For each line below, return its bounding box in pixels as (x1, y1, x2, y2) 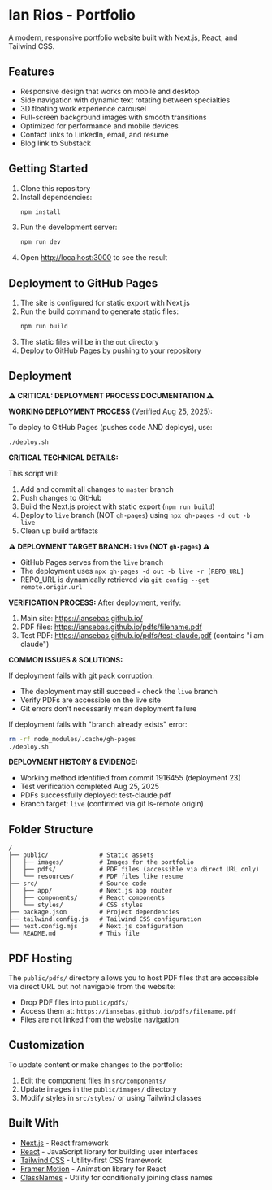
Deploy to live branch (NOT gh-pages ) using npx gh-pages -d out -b (19, 510, 251, 519)
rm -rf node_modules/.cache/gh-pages (8, 735, 136, 743)
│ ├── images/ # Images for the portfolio (8, 858, 195, 866)
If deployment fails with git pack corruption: (8, 671, 154, 680)
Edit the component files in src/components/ (19, 1075, 166, 1085)
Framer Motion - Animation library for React (19, 1164, 166, 1174)
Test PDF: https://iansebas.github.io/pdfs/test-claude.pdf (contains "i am (19, 630, 265, 640)
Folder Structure (8, 823, 93, 836)
